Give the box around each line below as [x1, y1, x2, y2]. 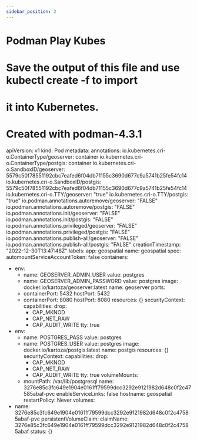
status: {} [30, 428, 53, 435]
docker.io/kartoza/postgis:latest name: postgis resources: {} [23, 346, 169, 354]
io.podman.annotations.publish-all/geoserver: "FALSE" [6, 235, 139, 242]
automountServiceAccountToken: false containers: [6, 254, 129, 261]
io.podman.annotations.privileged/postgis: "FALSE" [6, 228, 131, 236]
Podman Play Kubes [6, 34, 106, 47]
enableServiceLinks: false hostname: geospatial [56, 390, 172, 398]
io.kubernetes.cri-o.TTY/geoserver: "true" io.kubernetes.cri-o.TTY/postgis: [6, 191, 189, 198]
